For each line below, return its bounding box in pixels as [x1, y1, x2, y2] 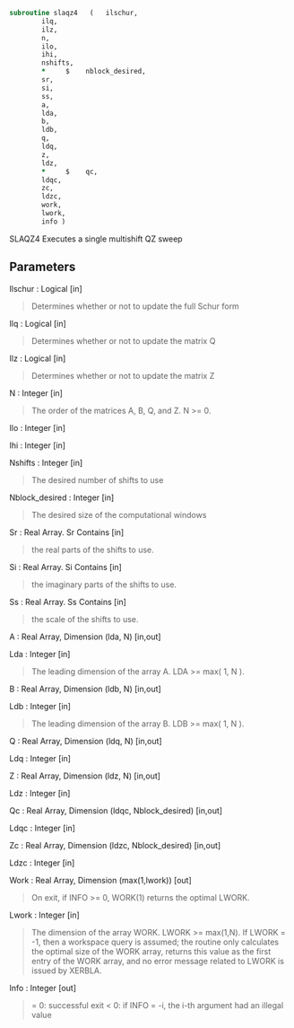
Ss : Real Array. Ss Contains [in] [9, 596, 127, 607]
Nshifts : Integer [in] [9, 457, 83, 468]
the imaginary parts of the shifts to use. [30, 579, 177, 590]
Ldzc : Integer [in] [9, 857, 75, 868]
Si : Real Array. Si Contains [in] [9, 561, 123, 572]
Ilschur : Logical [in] [9, 283, 82, 294]
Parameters [9, 259, 76, 275]
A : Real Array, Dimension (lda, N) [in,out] [9, 631, 161, 642]
